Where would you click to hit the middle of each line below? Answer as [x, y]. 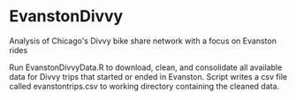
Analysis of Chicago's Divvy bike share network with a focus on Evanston [143, 41]
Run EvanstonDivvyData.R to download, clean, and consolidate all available [146, 67]
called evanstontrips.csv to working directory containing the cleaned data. [144, 86]
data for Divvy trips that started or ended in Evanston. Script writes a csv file [148, 76]
